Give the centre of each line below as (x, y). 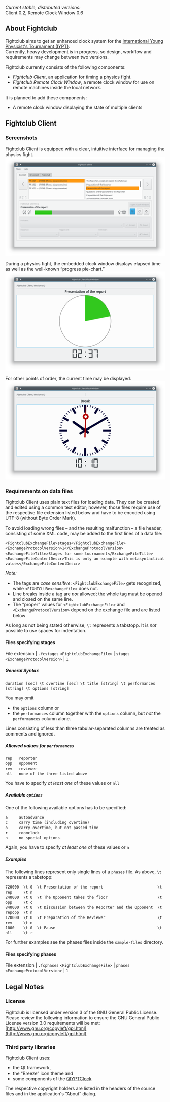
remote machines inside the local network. (57, 87)
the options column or (36, 708)
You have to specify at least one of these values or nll (62, 783)
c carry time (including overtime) (47, 823)
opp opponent (21, 764)
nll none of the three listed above (46, 774)
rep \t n (19, 892)
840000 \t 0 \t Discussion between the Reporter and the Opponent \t (84, 908)
